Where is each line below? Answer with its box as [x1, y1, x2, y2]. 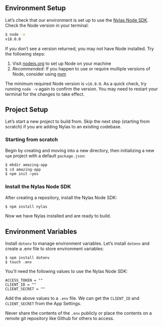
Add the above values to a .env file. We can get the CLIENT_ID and [5, 295, 140, 301]
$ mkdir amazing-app [5, 162, 48, 167]
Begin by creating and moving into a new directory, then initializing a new [5, 147, 155, 153]
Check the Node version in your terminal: [5, 22, 89, 28]
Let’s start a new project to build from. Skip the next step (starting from [5, 118, 150, 124]
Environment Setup [5, 4, 66, 12]
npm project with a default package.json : [5, 153, 86, 159]
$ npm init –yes [5, 171, 39, 176]
